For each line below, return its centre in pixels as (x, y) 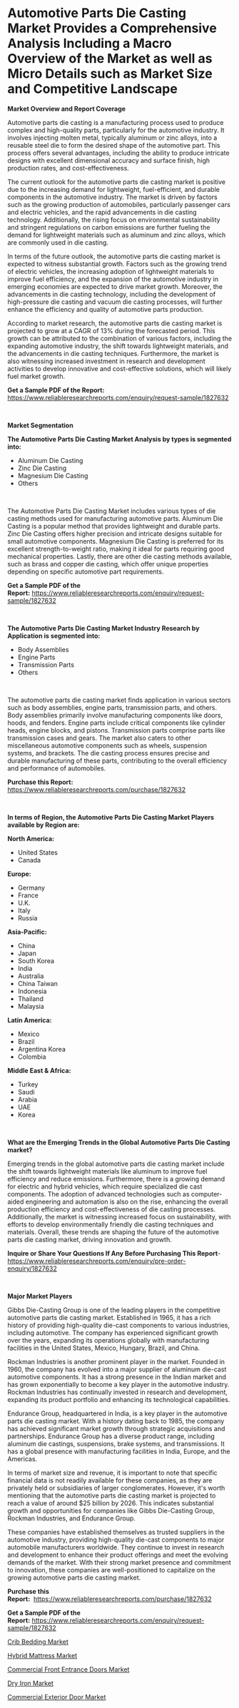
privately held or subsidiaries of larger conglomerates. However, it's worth (116, 1488)
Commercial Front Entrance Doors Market (68, 1669)
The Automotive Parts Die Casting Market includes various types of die (112, 511)
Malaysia (31, 1006)
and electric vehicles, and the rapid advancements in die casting (102, 212)
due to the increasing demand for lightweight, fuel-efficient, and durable (113, 189)
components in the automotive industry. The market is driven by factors (112, 197)
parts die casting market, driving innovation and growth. (90, 1239)
